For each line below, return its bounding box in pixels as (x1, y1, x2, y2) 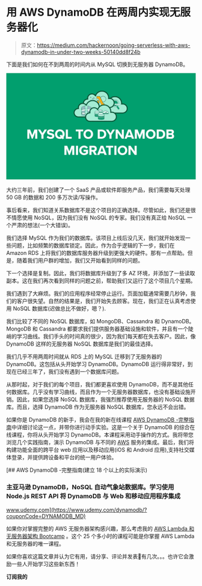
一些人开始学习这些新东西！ (11, 560, 80, 567)
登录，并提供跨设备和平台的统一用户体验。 (11, 454, 117, 461)
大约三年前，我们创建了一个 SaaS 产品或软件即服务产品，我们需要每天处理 (6, 186, 191, 194)
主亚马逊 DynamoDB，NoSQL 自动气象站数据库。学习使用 (6, 483, 174, 492)
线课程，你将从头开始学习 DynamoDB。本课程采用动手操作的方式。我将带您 (6, 431, 194, 439)
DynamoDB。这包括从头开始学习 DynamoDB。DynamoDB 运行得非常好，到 (6, 361, 193, 368)
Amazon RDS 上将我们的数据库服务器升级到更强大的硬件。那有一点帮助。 (6, 249, 188, 257)
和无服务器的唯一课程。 (6, 540, 64, 547)
